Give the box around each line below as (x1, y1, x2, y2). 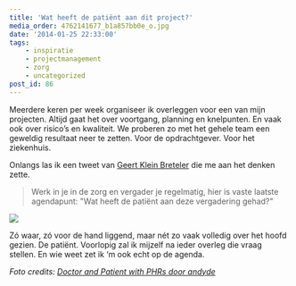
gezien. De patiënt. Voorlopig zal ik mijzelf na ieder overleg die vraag (9, 239, 262, 250)
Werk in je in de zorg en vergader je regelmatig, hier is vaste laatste (30, 186, 279, 197)
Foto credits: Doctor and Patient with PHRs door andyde (9, 265, 216, 277)
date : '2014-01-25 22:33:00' (9, 29, 118, 38)
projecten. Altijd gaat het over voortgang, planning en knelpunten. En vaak (9, 114, 283, 124)
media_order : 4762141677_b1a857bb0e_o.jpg (9, 21, 169, 30)
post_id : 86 (9, 80, 53, 88)
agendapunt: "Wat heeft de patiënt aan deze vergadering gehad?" (30, 196, 274, 206)
